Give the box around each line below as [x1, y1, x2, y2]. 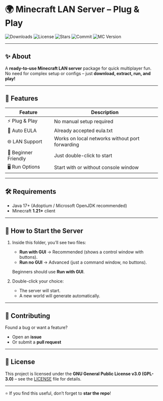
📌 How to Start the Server [5, 227, 83, 235]
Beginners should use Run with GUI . [12, 269, 85, 275]
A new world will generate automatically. [19, 293, 100, 299]
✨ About [5, 52, 31, 61]
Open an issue [12, 334, 42, 340]
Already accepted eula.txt [54, 127, 113, 134]
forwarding [54, 141, 79, 148]
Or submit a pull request [12, 339, 62, 345]
